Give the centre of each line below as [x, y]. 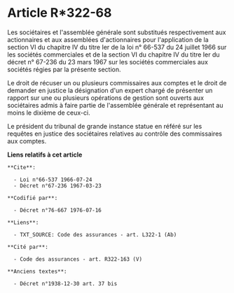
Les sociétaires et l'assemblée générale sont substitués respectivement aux [117, 32]
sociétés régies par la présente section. [64, 69]
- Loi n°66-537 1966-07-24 [53, 180]
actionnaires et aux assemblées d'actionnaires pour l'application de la [108, 39]
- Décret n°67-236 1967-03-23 [57, 186]
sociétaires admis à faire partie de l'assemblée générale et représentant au [115, 105]
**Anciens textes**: [37, 271]
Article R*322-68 [60, 13]
